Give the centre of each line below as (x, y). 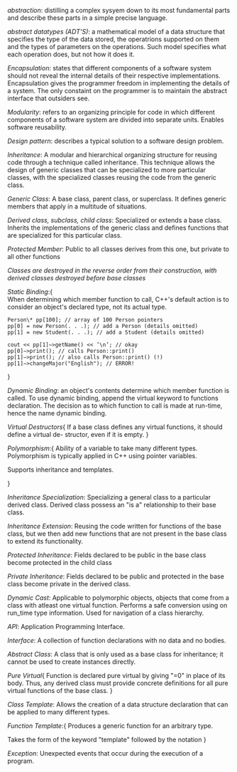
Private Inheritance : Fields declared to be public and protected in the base (116, 576)
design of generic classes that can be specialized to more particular (107, 170)
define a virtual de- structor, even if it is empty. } (78, 434)
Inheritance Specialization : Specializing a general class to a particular (109, 497)
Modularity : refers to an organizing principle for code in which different (111, 112)
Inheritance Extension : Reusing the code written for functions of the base (115, 526)
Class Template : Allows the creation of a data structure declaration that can (118, 704)
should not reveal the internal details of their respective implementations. (114, 75)
